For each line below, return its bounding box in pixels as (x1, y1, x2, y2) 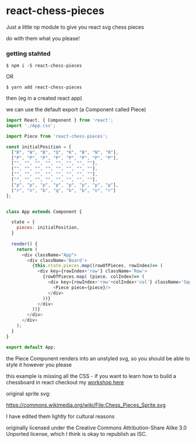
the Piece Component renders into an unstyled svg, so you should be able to (6, 355, 190, 362)
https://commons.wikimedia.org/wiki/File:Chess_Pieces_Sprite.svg (6, 401, 166, 408)
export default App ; (6, 344, 57, 350)
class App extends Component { (6, 209, 82, 214)
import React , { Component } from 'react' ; (6, 117, 114, 124)
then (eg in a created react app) (6, 95, 83, 102)
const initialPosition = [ (6, 144, 72, 150)
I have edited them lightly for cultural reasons (6, 413, 115, 420)
